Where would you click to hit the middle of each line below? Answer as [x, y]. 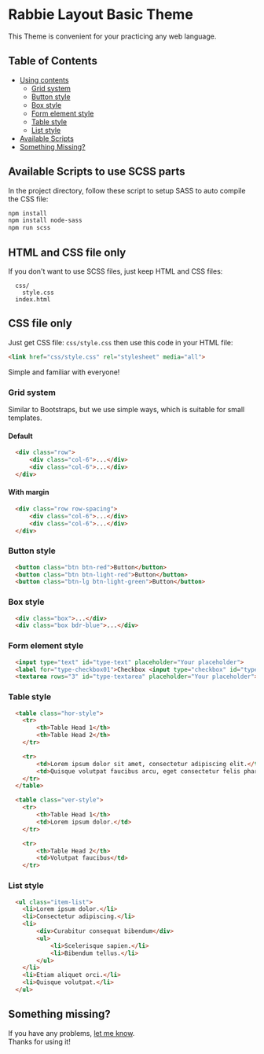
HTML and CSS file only [67, 252]
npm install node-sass [45, 221]
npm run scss [29, 228]
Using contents [44, 79]
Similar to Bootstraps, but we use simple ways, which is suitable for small [126, 409]
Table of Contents [53, 61]
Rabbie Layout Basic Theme [101, 15]
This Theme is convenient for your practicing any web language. [112, 36]
